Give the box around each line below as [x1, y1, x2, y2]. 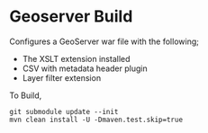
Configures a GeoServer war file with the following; [9, 36, 200, 47]
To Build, [9, 90, 42, 101]
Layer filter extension [22, 72, 102, 83]
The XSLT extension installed [22, 53, 131, 64]
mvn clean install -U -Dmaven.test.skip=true [9, 115, 183, 124]
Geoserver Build [9, 6, 133, 27]
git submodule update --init [9, 107, 119, 116]
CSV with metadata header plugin [22, 63, 148, 74]
